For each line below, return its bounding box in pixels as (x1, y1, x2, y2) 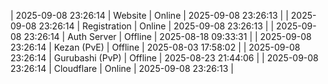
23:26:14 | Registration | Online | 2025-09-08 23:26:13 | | (38, 20, 275, 32)
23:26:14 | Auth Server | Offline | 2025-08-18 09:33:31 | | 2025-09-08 (23, 31, 312, 42)
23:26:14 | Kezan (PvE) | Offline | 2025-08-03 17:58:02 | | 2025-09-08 (10, 41, 301, 53)
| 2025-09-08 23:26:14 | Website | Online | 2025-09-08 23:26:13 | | (10, 10, 289, 21)
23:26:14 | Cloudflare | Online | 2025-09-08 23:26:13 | (10, 63, 234, 74)
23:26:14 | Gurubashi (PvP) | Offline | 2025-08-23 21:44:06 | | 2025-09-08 (10, 52, 319, 64)
